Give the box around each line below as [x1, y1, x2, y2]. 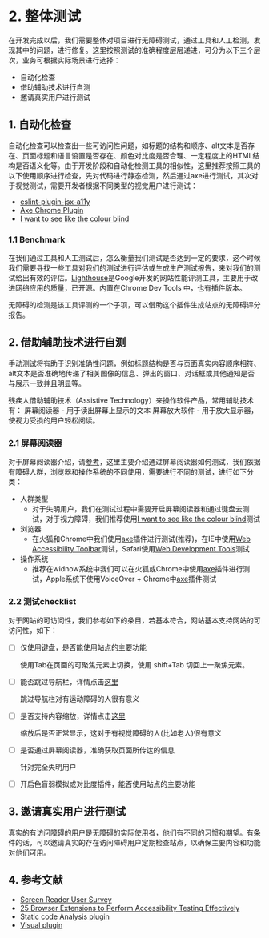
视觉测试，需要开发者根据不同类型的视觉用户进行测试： [14, 181, 198, 190]
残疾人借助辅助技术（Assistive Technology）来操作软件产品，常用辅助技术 [8, 395, 255, 405]
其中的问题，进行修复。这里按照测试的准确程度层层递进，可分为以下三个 [14, 45, 254, 54]
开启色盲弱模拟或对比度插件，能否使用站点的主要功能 [19, 779, 196, 788]
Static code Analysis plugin [19, 912, 110, 921]
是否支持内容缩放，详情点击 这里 [19, 711, 126, 720]
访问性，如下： [8, 626, 58, 635]
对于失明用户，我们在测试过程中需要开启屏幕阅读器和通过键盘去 [31, 504, 243, 514]
